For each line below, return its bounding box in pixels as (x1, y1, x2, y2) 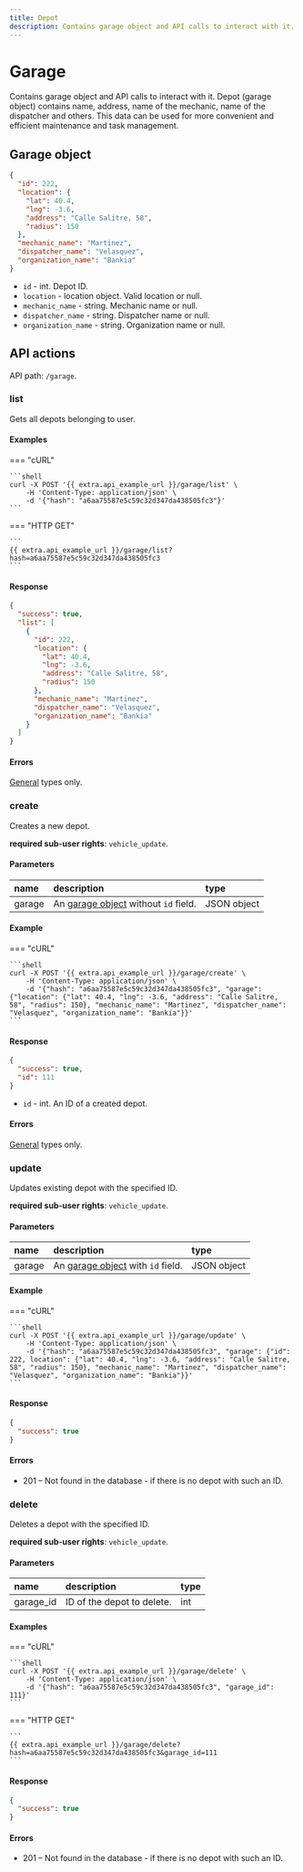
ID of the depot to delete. (65, 1596, 172, 1608)
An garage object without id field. (53, 897, 197, 910)
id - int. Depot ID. (22, 280, 88, 292)
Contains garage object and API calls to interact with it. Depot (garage (9, 91, 272, 102)
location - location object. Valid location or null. (22, 290, 203, 301)
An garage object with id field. (53, 1259, 183, 1272)
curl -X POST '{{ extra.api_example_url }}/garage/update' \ (9, 1330, 247, 1340)
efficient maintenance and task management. (9, 120, 179, 131)
